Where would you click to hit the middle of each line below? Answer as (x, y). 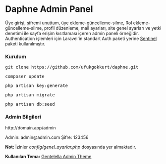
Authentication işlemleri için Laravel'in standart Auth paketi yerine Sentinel (81, 39)
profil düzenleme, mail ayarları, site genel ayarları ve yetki (103, 28)
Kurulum (16, 56)
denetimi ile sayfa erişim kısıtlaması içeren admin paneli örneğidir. (72, 33)
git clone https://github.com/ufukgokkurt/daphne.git (72, 67)
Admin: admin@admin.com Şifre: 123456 (47, 137)
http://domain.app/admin (30, 127)
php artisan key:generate (37, 86)
